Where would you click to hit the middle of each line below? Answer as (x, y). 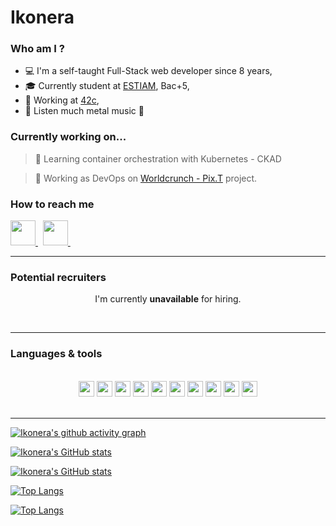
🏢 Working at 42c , (62, 100)
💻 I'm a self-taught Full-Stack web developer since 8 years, (148, 71)
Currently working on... (68, 137)
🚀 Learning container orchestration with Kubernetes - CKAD (158, 158)
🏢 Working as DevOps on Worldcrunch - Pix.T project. (146, 178)
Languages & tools (56, 354)
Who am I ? (37, 49)
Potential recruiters (58, 277)
